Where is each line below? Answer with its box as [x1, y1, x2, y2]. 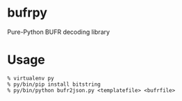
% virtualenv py [7, 75, 54, 82]
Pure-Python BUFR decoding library [7, 28, 110, 36]
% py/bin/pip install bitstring [7, 81, 101, 88]
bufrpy [7, 5, 47, 21]
